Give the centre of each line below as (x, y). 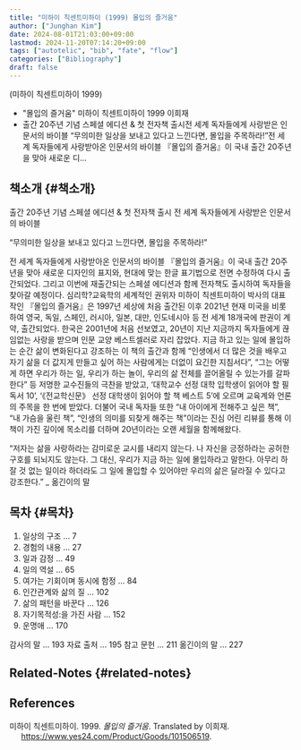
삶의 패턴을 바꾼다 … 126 (65, 603)
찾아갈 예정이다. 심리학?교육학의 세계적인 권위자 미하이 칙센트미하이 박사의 (139, 294)
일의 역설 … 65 (48, 569)
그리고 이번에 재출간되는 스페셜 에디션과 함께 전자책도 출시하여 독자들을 (167, 284)
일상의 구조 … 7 (50, 536)
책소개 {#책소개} (53, 189)
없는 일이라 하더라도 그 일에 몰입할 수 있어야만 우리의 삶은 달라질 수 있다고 (157, 470)
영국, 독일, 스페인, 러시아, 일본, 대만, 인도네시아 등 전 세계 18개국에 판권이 (154, 317)
